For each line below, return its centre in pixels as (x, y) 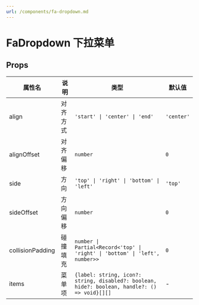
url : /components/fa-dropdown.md (47, 12)
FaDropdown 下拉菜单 (60, 43)
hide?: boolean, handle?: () (116, 287)
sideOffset (24, 212)
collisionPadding (32, 250)
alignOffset (25, 154)
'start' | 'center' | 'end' (114, 116)
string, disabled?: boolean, (116, 281)
